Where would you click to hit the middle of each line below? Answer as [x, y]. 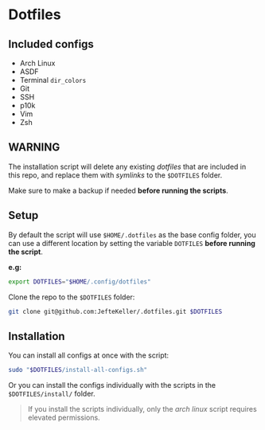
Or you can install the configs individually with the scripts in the [112, 385]
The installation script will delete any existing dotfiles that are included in [127, 166]
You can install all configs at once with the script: [89, 355]
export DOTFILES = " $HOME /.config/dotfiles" [80, 281]
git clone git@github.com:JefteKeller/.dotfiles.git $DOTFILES [115, 311]
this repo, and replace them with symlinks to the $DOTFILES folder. [115, 175]
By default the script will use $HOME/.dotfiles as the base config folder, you [132, 235]
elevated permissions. [64, 418]
